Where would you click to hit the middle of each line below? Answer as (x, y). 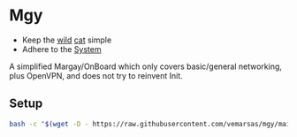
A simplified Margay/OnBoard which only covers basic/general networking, (146, 66)
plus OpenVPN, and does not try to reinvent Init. (96, 75)
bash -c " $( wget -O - (49, 124)
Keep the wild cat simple (67, 40)
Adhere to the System (61, 49)
